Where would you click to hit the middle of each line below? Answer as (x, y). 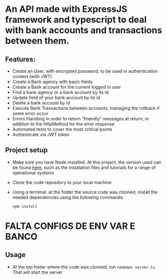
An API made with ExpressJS (66, 9)
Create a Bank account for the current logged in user (67, 87)
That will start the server (37, 272)
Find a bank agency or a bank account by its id (60, 92)
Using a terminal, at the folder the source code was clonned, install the (85, 192)
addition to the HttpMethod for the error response (63, 124)
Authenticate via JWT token (41, 135)
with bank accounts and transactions (84, 30)
